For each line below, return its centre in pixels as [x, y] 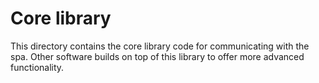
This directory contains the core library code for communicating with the [160, 46]
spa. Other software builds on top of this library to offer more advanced [157, 56]
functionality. [37, 67]
